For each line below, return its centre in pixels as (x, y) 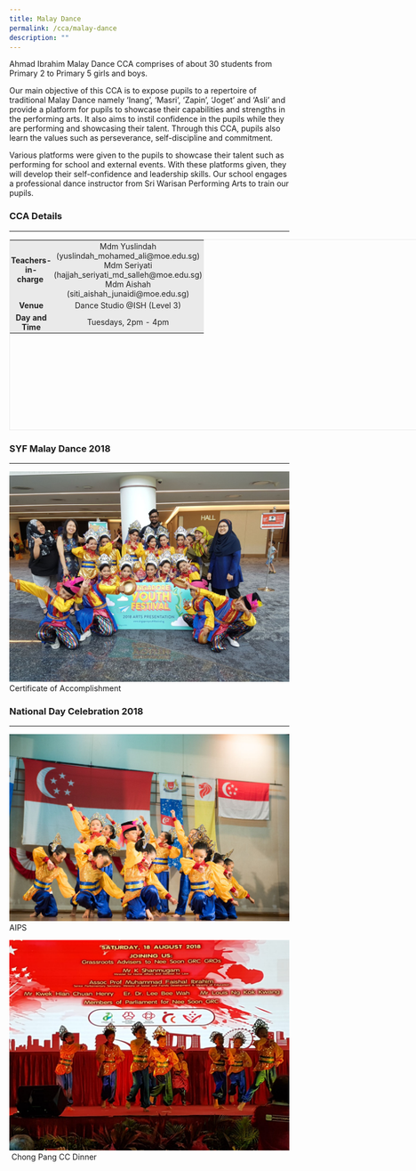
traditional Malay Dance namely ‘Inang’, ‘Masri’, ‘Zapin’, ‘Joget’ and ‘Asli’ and (148, 100)
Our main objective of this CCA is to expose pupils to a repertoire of (133, 91)
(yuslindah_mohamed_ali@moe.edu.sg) (128, 256)
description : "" (39, 37)
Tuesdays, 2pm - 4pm (128, 321)
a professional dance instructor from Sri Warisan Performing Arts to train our (149, 183)
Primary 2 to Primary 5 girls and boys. (79, 73)
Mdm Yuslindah (128, 246)
